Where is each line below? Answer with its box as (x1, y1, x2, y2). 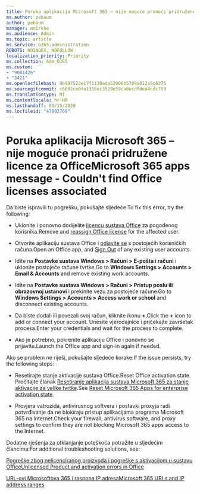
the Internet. (14, 427, 45, 435)
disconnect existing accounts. (14, 301, 89, 308)
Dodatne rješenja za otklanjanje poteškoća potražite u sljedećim (6, 439, 163, 446)
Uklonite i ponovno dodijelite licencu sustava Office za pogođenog (14, 222, 178, 229)
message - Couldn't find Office (6, 172, 162, 185)
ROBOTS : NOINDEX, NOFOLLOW (6, 48, 73, 54)
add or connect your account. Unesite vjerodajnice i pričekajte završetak (14, 319, 193, 326)
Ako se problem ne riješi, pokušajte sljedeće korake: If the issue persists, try (6, 354, 192, 361)
